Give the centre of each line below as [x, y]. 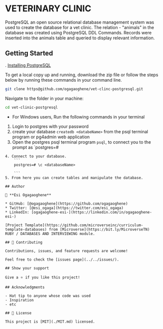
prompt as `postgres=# [35, 147]
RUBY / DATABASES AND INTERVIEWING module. [50, 234]
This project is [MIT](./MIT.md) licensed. [50, 322]
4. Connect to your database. [36, 156]
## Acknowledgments [25, 287]
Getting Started [29, 53]
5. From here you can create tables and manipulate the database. [74, 178]
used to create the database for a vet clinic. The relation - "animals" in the [80, 27]
